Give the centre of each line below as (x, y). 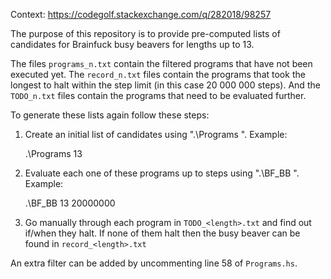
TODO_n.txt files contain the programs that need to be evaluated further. (158, 95)
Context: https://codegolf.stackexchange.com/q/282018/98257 (141, 14)
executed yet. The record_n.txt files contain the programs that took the (158, 74)
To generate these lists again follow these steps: (110, 115)
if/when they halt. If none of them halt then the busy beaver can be (162, 233)
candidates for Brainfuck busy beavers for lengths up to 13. (132, 44)
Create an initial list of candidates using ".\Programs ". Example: (156, 134)
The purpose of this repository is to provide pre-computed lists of (145, 33)
